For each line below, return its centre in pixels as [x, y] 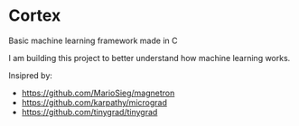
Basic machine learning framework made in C [93, 40]
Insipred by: [31, 75]
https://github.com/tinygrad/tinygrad [89, 112]
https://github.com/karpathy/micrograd [94, 102]
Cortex [35, 16]
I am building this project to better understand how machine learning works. [149, 58]
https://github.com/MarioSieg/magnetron [98, 93]
